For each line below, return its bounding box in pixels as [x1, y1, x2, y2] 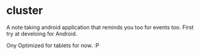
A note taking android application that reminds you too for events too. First [6, 24, 194, 31]
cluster [6, 4, 43, 18]
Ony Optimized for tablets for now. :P [6, 42, 100, 49]
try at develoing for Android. [6, 30, 78, 37]
